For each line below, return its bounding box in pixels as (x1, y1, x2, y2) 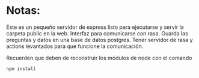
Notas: (6, 4, 41, 17)
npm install (6, 65, 36, 72)
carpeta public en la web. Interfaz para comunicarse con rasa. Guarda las (6, 29, 188, 37)
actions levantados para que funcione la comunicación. (6, 43, 144, 50)
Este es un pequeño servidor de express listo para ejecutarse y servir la (6, 23, 185, 31)
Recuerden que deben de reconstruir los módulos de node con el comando (6, 54, 192, 61)
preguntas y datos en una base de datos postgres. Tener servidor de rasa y (6, 36, 194, 43)
